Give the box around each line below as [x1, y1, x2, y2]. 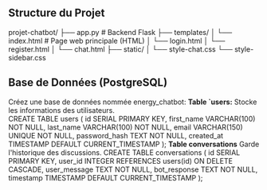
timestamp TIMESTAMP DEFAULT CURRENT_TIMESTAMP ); [8, 173, 203, 182]
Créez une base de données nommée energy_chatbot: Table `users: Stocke [8, 97, 257, 107]
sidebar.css [8, 52, 46, 62]
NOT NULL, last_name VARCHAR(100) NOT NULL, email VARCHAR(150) [8, 122, 243, 132]
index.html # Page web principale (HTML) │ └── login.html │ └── [8, 36, 226, 45]
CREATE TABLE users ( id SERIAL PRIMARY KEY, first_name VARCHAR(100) [8, 114, 256, 123]
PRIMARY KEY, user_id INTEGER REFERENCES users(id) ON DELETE [8, 156, 234, 165]
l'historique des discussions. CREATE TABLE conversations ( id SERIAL [8, 147, 241, 157]
